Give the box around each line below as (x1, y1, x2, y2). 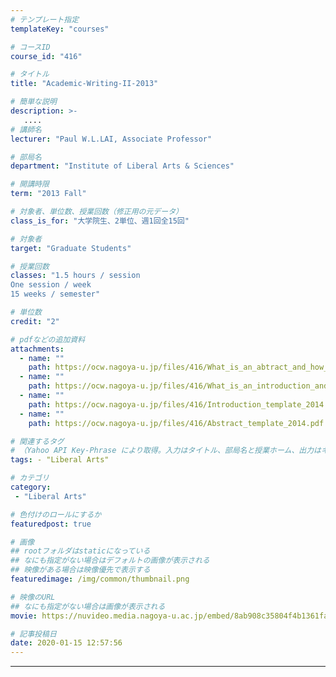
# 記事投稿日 (10, 629, 57, 639)
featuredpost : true (10, 519, 92, 529)
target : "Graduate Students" (10, 243, 132, 253)
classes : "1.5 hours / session (10, 271, 141, 281)
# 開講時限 (10, 179, 50, 190)
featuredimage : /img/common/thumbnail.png (10, 574, 190, 584)
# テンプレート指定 (10, 14, 80, 25)
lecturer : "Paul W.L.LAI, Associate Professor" (10, 134, 213, 144)
